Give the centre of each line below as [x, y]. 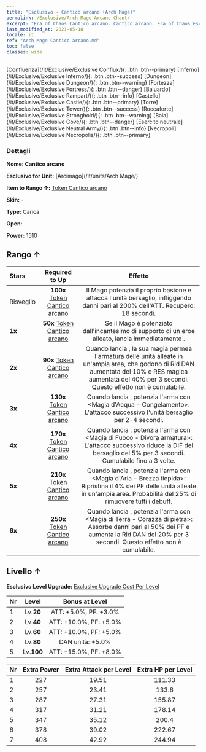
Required [59, 272]
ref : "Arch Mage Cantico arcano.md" [53, 41]
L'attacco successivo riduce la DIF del [139, 445]
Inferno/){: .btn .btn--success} [105, 76]
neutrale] [171, 122]
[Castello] [148, 95]
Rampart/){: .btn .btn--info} [101, 95]
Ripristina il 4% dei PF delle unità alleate [139, 486]
